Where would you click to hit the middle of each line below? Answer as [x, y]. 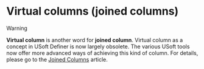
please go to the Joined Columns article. [57, 59]
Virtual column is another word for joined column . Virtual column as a [95, 40]
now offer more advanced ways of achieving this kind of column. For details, [102, 53]
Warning [17, 28]
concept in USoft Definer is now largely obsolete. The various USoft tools [98, 46]
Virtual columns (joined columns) [93, 11]
